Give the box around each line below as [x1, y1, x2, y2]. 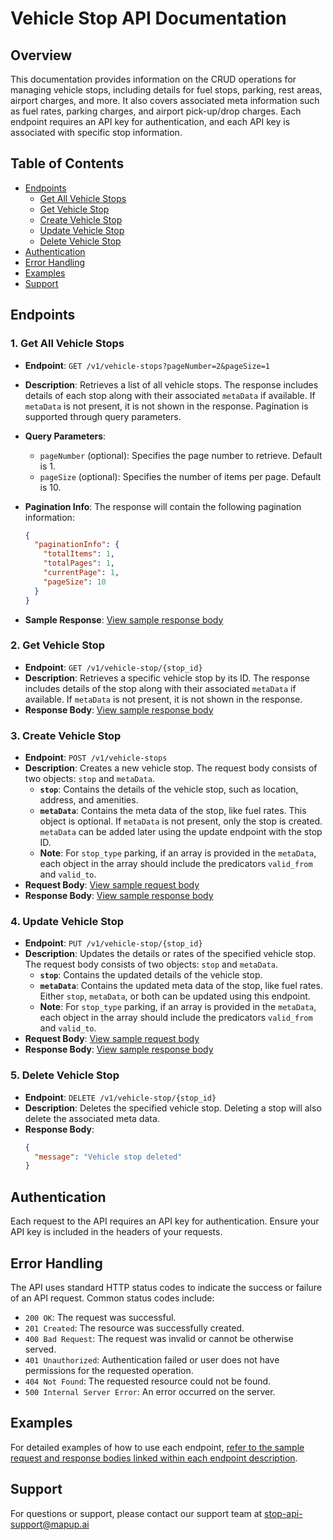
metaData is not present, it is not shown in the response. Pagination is [24, 400, 309, 412]
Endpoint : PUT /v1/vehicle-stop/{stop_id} [24, 937, 203, 949]
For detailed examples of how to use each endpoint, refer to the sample [10, 1441, 305, 1453]
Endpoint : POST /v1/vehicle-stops [24, 752, 168, 764]
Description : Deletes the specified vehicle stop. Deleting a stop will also [24, 1102, 322, 1114]
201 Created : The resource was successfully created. [24, 1322, 245, 1334]
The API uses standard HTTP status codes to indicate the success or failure [10, 1281, 323, 1293]
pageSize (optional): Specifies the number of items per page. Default [39, 470, 322, 482]
